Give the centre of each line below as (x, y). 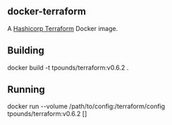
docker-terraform (47, 12)
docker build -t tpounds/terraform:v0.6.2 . (68, 67)
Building (26, 51)
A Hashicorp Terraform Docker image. (63, 28)
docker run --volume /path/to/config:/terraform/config (86, 106)
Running (26, 90)
